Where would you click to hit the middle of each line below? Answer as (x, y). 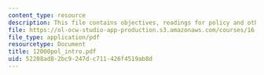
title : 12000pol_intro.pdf (52, 52)
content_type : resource (47, 15)
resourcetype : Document (47, 45)
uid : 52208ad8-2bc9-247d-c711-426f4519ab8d (81, 59)
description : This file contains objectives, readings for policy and (126, 23)
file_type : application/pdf (54, 37)
